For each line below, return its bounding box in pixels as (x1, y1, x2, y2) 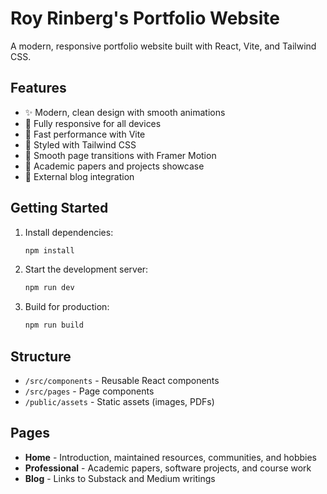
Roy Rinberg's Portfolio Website (10, 7, 280, 30)
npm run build (24, 320, 84, 331)
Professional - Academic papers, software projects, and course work (24, 462, 312, 474)
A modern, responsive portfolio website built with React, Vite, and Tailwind (10, 40, 317, 52)
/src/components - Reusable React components (24, 375, 220, 386)
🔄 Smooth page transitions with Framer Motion (24, 149, 217, 161)
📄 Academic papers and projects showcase (24, 160, 205, 172)
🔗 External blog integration (24, 170, 135, 182)
